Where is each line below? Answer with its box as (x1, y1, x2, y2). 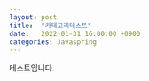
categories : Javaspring (9, 37, 98, 47)
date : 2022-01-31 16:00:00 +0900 (9, 29, 141, 38)
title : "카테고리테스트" (9, 21, 92, 30)
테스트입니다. (9, 63, 55, 73)
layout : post (9, 12, 58, 22)
